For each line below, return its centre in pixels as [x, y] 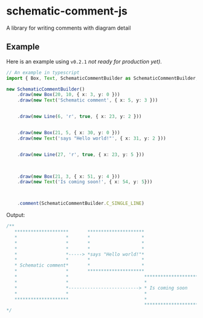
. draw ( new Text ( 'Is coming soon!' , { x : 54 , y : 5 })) [85, 182]
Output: [16, 215]
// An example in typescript [43, 73]
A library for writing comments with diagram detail [69, 28]
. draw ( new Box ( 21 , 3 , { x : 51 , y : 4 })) [69, 177]
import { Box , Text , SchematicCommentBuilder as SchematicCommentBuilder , [102, 78]
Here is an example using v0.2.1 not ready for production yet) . [84, 61]
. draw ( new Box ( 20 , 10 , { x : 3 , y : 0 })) [69, 95]
